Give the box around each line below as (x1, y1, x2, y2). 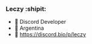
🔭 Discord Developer (14, 18, 67, 26)
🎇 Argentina (14, 24, 44, 32)
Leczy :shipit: (5, 5, 47, 13)
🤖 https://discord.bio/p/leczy (14, 31, 86, 38)
